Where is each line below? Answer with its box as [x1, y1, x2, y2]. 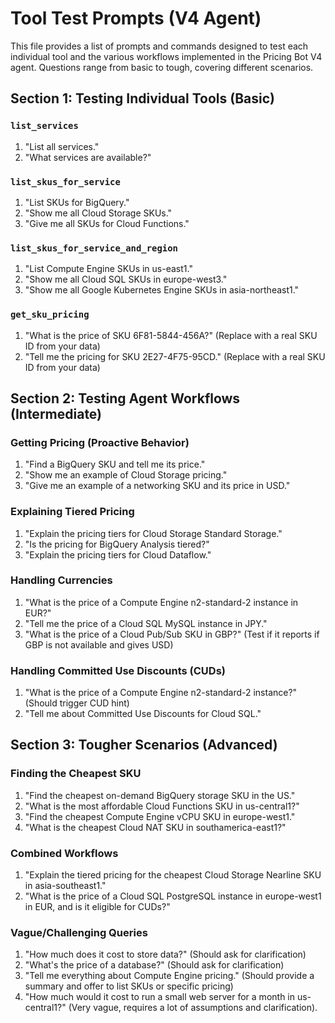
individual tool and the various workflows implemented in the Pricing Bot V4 [10, 50, 323, 62]
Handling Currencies [10, 573, 113, 587]
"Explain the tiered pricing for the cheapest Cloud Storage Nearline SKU [24, 869, 322, 881]
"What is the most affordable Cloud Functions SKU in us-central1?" [24, 800, 300, 812]
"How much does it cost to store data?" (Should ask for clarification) [24, 948, 307, 961]
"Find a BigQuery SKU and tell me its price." [24, 458, 206, 471]
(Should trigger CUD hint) [24, 697, 130, 709]
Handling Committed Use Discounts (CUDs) [10, 663, 226, 677]
